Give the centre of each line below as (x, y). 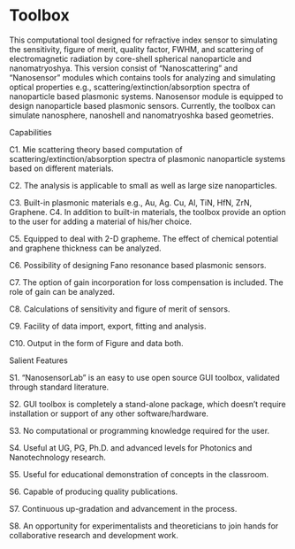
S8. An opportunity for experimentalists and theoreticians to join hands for (144, 526)
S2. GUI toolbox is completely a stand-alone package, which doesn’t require (147, 404)
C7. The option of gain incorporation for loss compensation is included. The (147, 282)
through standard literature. (59, 387)
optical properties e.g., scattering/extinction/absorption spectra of (129, 87)
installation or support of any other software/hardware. (109, 414)
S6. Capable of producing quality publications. (94, 491)
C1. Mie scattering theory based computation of (96, 149)
